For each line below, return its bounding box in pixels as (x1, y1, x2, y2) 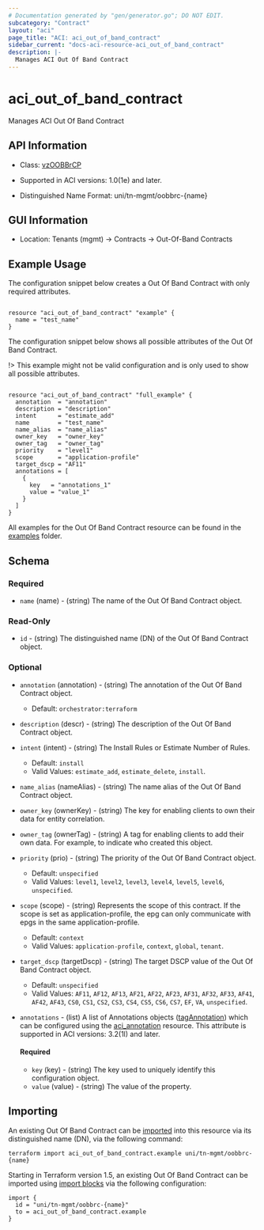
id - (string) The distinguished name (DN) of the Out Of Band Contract (19, 634, 249, 643)
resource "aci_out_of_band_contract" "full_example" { (8, 391, 193, 400)
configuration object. (31, 1073, 100, 1083)
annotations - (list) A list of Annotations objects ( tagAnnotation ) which (19, 1012, 249, 1022)
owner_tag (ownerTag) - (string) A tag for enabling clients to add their (19, 829, 245, 839)
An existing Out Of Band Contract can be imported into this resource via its (8, 1126, 251, 1135)
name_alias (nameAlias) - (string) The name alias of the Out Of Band (19, 781, 241, 792)
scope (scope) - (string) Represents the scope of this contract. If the (19, 900, 241, 910)
